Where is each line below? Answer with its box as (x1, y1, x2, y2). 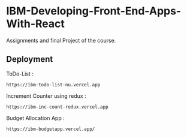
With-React (6, 17, 65, 31)
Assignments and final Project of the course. (6, 37, 116, 44)
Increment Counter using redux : (6, 92, 86, 100)
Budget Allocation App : (6, 114, 65, 121)
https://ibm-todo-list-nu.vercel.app (6, 82, 101, 88)
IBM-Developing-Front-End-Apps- (6, 4, 182, 18)
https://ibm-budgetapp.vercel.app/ (6, 126, 95, 132)
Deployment (6, 54, 53, 64)
